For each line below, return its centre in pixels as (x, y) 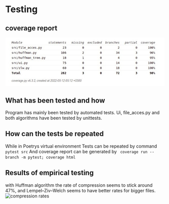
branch (12, 157)
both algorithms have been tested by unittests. (54, 118)
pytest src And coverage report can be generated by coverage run (76, 151)
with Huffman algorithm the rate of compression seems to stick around (79, 185)
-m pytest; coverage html (48, 157)
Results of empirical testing (50, 173)
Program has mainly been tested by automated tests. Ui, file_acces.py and (82, 113)
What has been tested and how (55, 100)
